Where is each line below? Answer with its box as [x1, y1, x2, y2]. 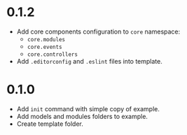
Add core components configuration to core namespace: [16, 27, 181, 36]
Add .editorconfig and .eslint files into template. [16, 57, 162, 65]
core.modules [27, 36, 66, 43]
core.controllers [27, 50, 78, 58]
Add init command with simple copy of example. [16, 104, 160, 113]
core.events [27, 43, 62, 50]
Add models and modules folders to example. [16, 112, 148, 120]
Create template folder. [16, 120, 83, 128]
